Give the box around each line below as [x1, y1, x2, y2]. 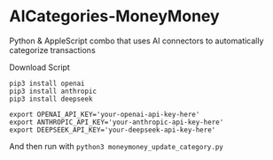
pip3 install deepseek [9, 95, 93, 103]
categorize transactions [9, 44, 96, 55]
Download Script [9, 62, 71, 72]
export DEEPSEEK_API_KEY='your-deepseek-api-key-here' [9, 126, 216, 134]
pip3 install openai [9, 79, 86, 88]
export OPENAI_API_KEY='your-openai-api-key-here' [9, 110, 200, 118]
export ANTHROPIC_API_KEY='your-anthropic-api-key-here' [9, 118, 224, 126]
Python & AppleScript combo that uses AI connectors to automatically [9, 35, 264, 46]
